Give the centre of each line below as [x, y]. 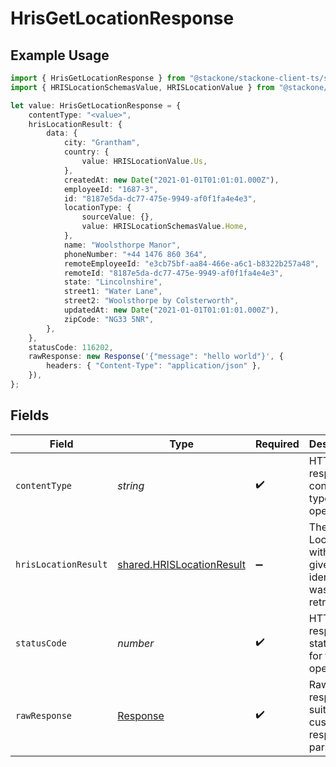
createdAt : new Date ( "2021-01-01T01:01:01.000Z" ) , [171, 180]
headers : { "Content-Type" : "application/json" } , [154, 366]
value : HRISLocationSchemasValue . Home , [164, 227]
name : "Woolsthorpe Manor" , [122, 245]
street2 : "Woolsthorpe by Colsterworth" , [151, 301]
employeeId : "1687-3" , [111, 189]
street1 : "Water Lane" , [113, 292]
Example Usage [60, 55]
